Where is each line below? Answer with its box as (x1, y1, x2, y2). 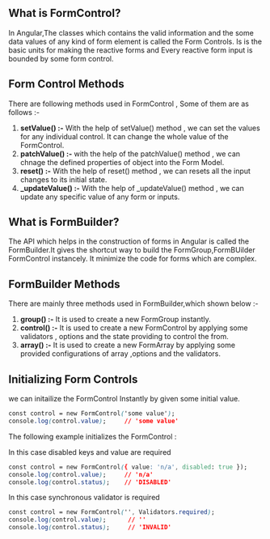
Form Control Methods (8, 77, 124, 91)
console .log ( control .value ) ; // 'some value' (8, 417, 179, 425)
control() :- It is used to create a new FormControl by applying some (19, 323, 248, 333)
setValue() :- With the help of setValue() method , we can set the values (19, 123, 260, 133)
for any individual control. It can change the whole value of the (19, 131, 229, 141)
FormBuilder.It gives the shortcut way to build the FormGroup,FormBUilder (8, 245, 256, 255)
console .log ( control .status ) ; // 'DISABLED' (8, 477, 172, 486)
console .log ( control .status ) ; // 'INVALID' (8, 524, 172, 532)
